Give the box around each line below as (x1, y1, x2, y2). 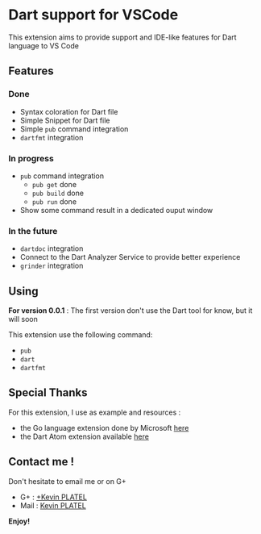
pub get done (31, 179, 77, 189)
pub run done (31, 196, 77, 207)
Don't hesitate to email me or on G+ (8, 476, 126, 486)
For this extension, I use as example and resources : (8, 407, 181, 417)
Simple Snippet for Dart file (19, 115, 110, 125)
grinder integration (19, 261, 84, 271)
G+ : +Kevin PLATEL (19, 492, 87, 502)
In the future (8, 225, 58, 236)
